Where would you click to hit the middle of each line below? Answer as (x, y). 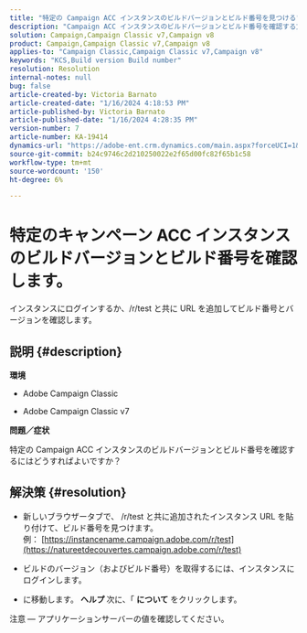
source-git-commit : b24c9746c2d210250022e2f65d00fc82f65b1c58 (130, 154)
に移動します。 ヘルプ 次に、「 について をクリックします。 (132, 599)
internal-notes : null (51, 78)
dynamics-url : (37, 145)
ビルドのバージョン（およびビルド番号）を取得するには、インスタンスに (159, 568)
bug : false (30, 86)
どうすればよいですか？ (77, 461)
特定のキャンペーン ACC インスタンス (150, 236)
